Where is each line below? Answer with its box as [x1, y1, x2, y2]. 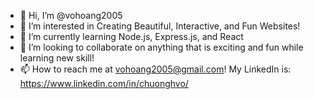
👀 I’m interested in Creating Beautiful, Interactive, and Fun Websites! [19, 20, 301, 32]
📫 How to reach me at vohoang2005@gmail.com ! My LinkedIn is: [19, 63, 292, 75]
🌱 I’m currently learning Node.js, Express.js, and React [19, 31, 244, 42]
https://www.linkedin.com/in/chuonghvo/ [19, 78, 189, 89]
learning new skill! [19, 52, 95, 64]
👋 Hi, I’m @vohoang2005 [19, 10, 123, 21]
